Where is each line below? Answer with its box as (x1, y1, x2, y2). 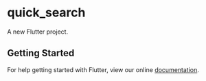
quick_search (7, 5, 86, 21)
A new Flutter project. (7, 27, 69, 36)
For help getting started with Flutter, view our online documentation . (7, 65, 199, 73)
